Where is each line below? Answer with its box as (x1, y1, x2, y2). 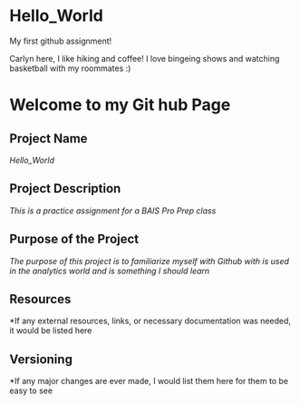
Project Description (9, 181, 121, 196)
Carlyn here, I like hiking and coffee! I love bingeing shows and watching (9, 53, 280, 64)
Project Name (9, 131, 88, 146)
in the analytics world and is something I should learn (9, 265, 210, 276)
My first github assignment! (9, 35, 112, 46)
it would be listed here (9, 325, 92, 336)
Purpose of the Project (9, 232, 140, 247)
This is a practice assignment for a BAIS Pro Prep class (9, 205, 217, 216)
